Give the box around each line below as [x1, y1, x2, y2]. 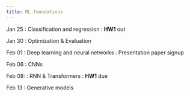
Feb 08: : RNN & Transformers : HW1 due [6, 72, 108, 79]
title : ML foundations [6, 8, 63, 15]
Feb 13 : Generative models [6, 84, 74, 91]
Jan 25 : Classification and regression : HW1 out [6, 25, 126, 33]
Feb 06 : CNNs [6, 60, 43, 68]
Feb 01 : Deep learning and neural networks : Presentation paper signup [6, 49, 185, 56]
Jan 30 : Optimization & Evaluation [6, 37, 91, 44]
